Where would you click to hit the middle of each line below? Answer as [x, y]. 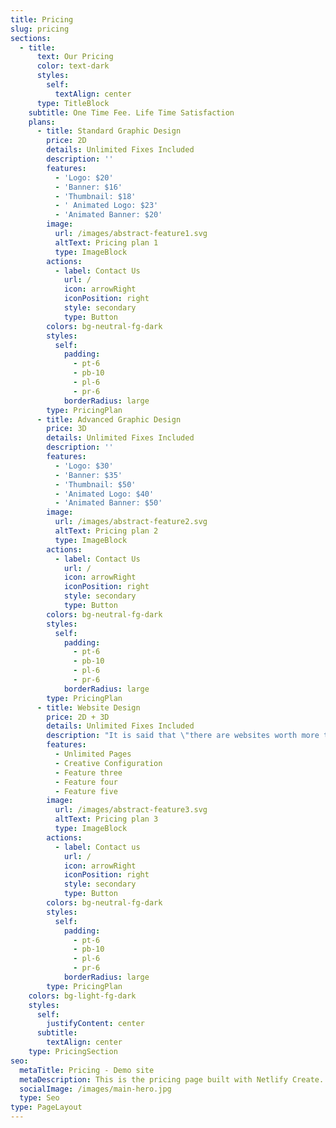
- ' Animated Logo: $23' [106, 206]
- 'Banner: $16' [88, 187]
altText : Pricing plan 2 [106, 531]
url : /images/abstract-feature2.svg [131, 522]
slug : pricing [40, 29]
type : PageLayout [46, 1107]
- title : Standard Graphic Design [109, 131]
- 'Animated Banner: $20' [108, 215]
